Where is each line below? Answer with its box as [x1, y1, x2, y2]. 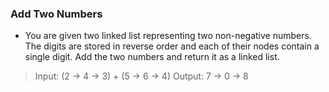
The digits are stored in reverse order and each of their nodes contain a [24, 40, 320, 52]
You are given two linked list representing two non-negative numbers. [24, 30, 312, 42]
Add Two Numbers [10, 7, 103, 21]
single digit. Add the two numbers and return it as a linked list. [24, 51, 280, 63]
